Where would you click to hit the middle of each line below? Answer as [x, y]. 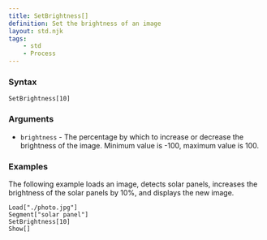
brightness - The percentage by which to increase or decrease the [132, 137]
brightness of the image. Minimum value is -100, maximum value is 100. [140, 145]
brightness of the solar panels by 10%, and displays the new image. [121, 192]
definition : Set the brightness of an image [85, 24]
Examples [28, 166]
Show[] [19, 229]
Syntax [23, 82]
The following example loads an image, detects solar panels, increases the [133, 184]
